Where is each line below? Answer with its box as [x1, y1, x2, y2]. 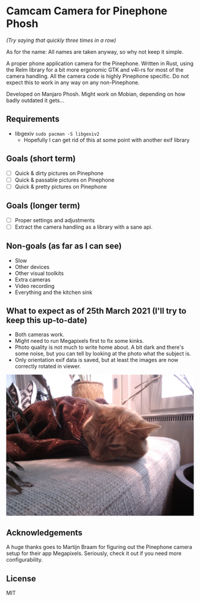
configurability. [6, 556, 43, 563]
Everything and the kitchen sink [14, 289, 93, 296]
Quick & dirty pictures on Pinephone [14, 169, 104, 177]
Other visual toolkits [14, 269, 64, 277]
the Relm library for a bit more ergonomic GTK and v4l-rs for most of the [6, 66, 184, 73]
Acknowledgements [6, 528, 83, 538]
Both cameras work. [14, 331, 64, 338]
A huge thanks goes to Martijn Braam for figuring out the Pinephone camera [6, 544, 192, 551]
